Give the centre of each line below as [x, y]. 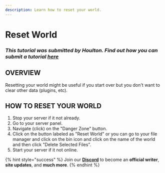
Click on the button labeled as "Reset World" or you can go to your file [85, 134]
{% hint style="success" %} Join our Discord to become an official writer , [82, 160]
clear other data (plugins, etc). [36, 90]
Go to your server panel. [37, 123]
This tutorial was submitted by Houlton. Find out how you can [81, 50]
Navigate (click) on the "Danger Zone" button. [60, 129]
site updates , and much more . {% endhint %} [52, 165]
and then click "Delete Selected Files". [52, 145]
